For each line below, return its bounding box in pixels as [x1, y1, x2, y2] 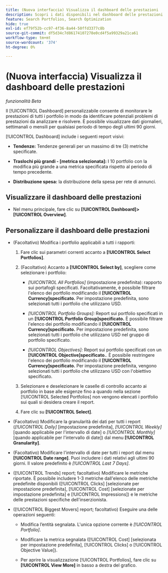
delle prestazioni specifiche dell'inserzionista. [13, 497, 107, 503]
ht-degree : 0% [6, 45, 36, 50]
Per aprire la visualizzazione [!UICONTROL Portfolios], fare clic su [20, 557, 156, 563]
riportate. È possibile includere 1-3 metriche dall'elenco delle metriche [13, 475, 158, 482]
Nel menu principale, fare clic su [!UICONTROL [13, 206, 111, 212]
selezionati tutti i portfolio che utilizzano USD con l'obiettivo [28, 368, 151, 374]
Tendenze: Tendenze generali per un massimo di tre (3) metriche [13, 143, 148, 149]
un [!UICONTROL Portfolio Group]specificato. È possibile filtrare [28, 316, 163, 322]
